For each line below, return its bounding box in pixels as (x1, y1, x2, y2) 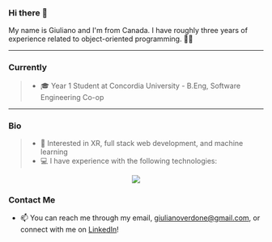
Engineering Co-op (40, 92, 104, 102)
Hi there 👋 (8, 7, 49, 19)
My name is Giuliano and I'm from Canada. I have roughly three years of (8, 26, 249, 35)
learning (40, 147, 69, 156)
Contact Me (8, 194, 56, 205)
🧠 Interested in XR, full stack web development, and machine (40, 138, 244, 148)
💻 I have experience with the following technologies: (40, 156, 218, 165)
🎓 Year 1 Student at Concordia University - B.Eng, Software (40, 81, 241, 90)
